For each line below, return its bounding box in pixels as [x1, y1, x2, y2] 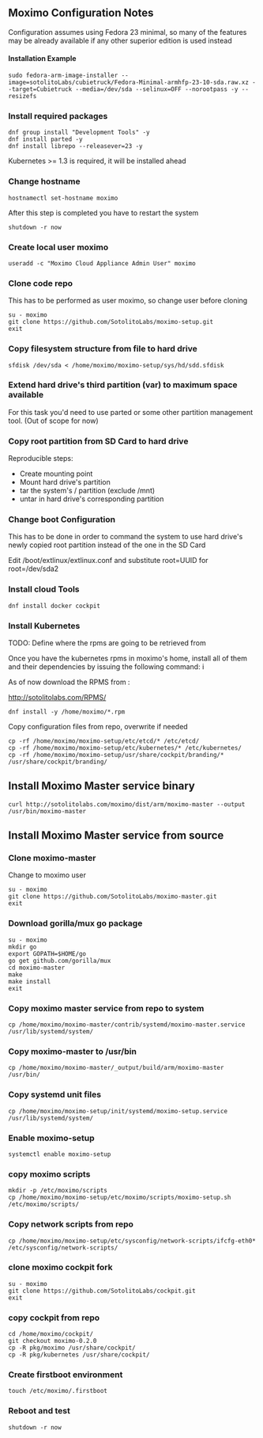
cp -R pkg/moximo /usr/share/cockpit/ [8, 1344, 136, 1352]
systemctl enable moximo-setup [8, 1150, 111, 1158]
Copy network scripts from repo [8, 1219, 134, 1230]
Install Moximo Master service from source [8, 829, 224, 843]
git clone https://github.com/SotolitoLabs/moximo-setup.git [8, 318, 214, 326]
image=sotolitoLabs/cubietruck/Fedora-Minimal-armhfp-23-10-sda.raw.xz [8, 78, 249, 86]
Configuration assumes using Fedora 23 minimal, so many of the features [8, 27, 247, 36]
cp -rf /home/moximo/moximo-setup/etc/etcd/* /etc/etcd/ [8, 736, 200, 745]
